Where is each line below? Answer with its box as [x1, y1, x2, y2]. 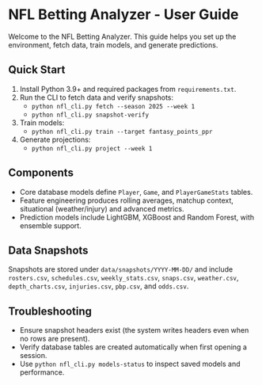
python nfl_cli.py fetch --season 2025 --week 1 [31, 102, 196, 110]
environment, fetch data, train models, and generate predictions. [8, 40, 218, 49]
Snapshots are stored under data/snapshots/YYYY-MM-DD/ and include [8, 265, 234, 274]
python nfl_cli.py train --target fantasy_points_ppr [31, 128, 213, 135]
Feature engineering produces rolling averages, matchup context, [19, 196, 234, 205]
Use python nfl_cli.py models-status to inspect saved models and [19, 359, 241, 369]
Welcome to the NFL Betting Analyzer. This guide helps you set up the [8, 32, 237, 41]
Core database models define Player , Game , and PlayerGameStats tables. [19, 187, 253, 196]
